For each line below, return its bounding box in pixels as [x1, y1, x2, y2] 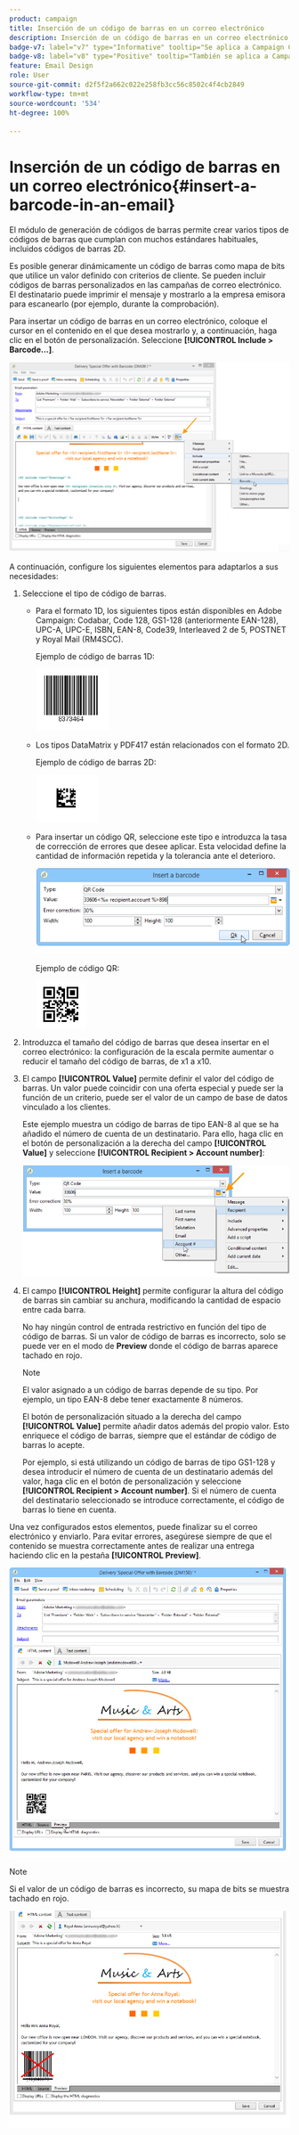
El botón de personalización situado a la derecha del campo [21, 1411, 242, 1421]
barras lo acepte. [21, 1439, 85, 1450]
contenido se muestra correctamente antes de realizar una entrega [9, 1540, 255, 1550]
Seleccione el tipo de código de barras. [21, 588, 167, 599]
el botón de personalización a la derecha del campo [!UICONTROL [21, 1138, 267, 1149]
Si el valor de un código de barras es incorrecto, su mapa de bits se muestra [9, 1884, 290, 1894]
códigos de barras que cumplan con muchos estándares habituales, [9, 234, 259, 245]
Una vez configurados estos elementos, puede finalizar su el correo [9, 1521, 258, 1532]
